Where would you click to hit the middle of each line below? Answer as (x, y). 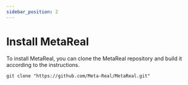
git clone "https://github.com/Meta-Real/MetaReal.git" (78, 76)
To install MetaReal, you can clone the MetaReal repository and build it (94, 58)
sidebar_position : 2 (32, 12)
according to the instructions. (43, 65)
